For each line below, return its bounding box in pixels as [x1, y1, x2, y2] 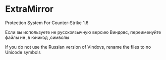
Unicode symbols [5, 49, 41, 55]
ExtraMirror [5, 3, 54, 15]
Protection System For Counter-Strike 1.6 [5, 20, 89, 26]
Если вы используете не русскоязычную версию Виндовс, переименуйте [5, 29, 162, 35]
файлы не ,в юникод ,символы [5, 34, 69, 40]
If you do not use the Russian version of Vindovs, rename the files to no [5, 44, 151, 50]
